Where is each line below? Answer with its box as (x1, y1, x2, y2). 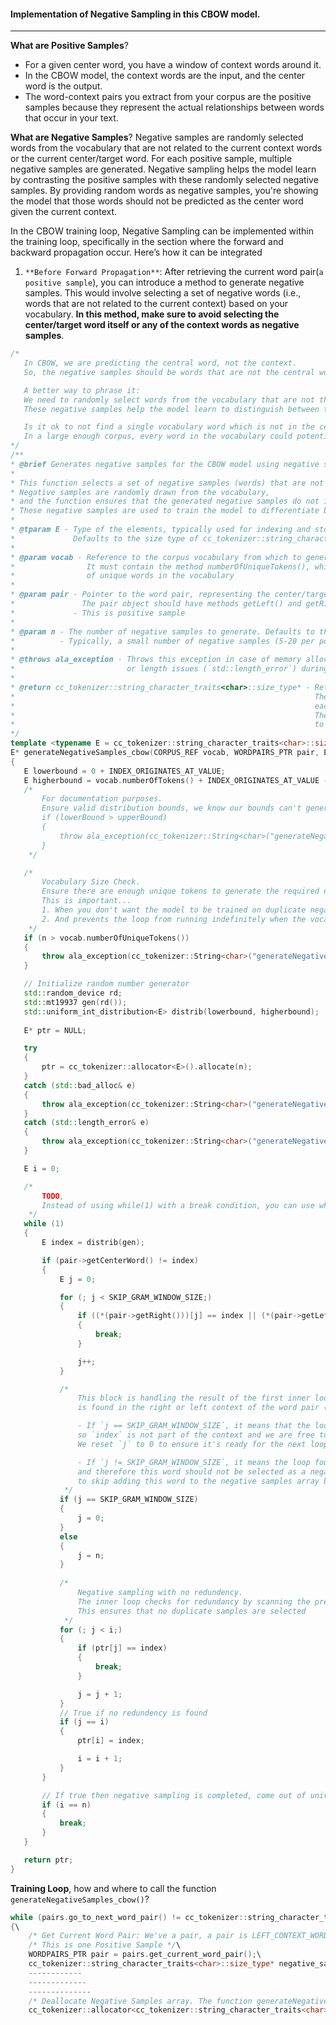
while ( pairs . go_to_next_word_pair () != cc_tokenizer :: (10, 1912, 248, 1922)
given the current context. (10, 206, 118, 218)
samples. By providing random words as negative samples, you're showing (10, 185, 319, 197)
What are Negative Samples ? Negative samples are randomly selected (10, 131, 304, 144)
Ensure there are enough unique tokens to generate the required (41, 886, 320, 897)
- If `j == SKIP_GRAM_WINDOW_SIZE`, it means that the (77, 1421, 311, 1431)
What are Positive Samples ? (10, 40, 129, 52)
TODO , (41, 1191, 65, 1201)
